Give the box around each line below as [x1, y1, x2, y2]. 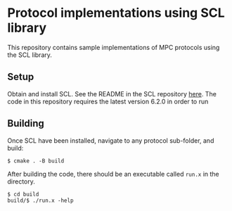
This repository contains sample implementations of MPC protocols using [7, 43, 220, 51]
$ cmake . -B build [7, 157, 65, 165]
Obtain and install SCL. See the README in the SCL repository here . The [7, 89, 217, 98]
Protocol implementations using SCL [7, 5, 225, 21]
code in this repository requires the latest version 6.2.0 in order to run [7, 97, 209, 105]
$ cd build [7, 191, 39, 198]
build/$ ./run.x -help [7, 197, 74, 204]
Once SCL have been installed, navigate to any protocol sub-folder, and [7, 136, 214, 145]
